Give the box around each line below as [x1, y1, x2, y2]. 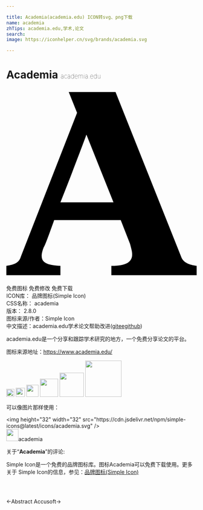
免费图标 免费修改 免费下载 [6, 285, 73, 292]
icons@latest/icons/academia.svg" [6, 422, 93, 430]
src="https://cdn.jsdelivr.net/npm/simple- [82, 416, 186, 423]
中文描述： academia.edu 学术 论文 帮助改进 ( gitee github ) [6, 322, 143, 330]
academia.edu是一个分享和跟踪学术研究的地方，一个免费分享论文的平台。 [6, 335, 190, 342]
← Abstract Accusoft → [6, 498, 62, 505]
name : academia [6, 19, 45, 26]
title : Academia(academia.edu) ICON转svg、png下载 [6, 14, 133, 20]
